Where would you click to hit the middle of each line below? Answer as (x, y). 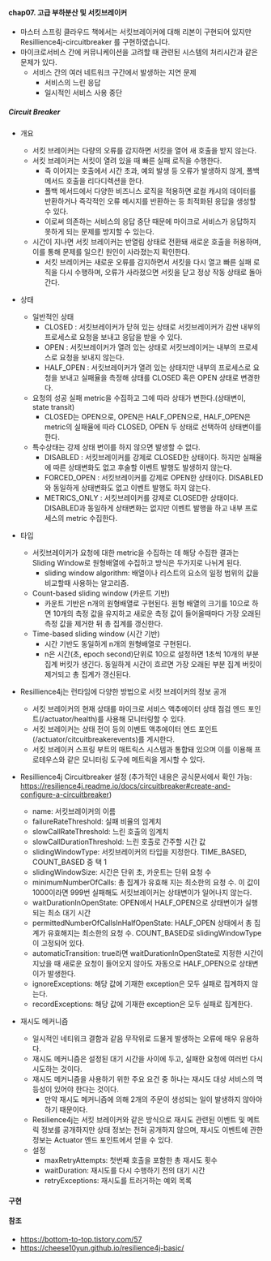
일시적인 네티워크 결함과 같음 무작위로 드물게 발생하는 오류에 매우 (135, 1039)
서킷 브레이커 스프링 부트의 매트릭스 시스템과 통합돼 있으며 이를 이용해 (142, 750)
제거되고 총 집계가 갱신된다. (87, 674)
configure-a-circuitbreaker (65, 794)
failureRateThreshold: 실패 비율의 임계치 (97, 822)
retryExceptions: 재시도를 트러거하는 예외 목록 (118, 1181)
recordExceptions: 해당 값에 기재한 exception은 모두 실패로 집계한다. (142, 1004)
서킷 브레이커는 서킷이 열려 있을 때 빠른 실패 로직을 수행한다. (127, 161)
